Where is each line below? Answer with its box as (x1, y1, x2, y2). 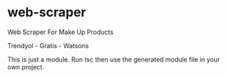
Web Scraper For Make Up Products (7, 28, 114, 36)
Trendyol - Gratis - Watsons (7, 41, 89, 50)
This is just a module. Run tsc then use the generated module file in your (7, 55, 221, 64)
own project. (7, 62, 44, 71)
